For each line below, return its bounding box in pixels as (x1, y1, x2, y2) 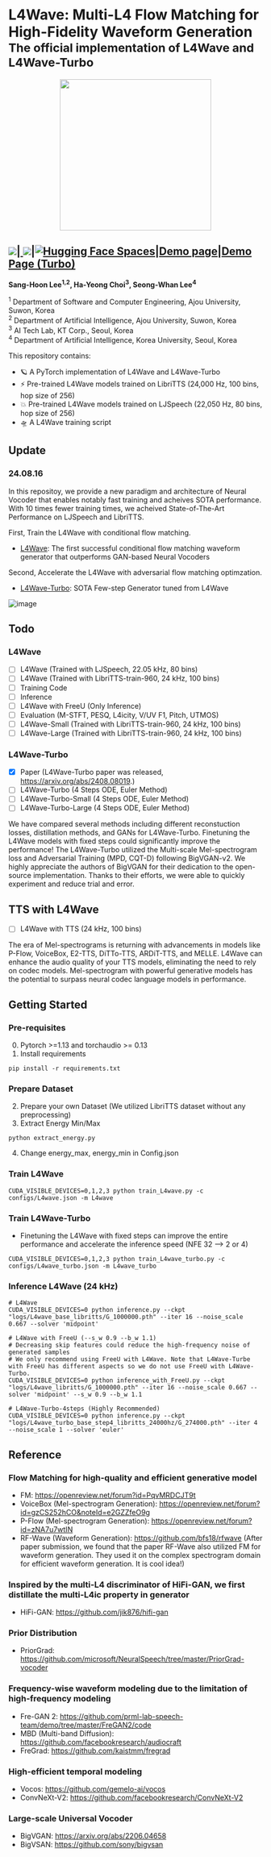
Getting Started (8, 997, 88, 1011)
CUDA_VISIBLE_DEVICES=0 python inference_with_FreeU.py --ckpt (8, 1376, 226, 1384)
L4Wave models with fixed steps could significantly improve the (8, 836, 220, 846)
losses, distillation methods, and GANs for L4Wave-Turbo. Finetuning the (8, 828, 250, 838)
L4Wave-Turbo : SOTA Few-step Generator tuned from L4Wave (19, 583, 229, 593)
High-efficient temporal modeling (8, 1766, 143, 1777)
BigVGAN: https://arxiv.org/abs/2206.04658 (19, 1831, 167, 1841)
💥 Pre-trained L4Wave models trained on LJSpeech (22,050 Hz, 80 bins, (19, 399, 263, 409)
